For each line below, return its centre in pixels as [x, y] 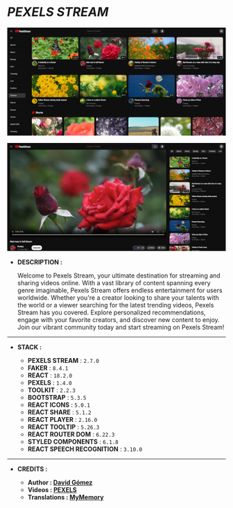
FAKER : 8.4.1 [48, 368]
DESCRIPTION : [40, 262]
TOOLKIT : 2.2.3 [52, 390]
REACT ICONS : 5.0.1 [59, 405]
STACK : [29, 347]
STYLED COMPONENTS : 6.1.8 [73, 442]
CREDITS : [32, 469]
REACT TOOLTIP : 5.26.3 [63, 427]
